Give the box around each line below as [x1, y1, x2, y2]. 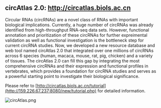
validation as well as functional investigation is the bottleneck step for [5, 37, 144, 43]
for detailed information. [97, 88, 146, 93]
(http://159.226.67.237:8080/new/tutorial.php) [5, 88, 97, 93]
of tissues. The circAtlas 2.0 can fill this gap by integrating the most [5, 58, 140, 63]
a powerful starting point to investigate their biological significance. [5, 73, 140, 79]
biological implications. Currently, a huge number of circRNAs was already [5, 22, 154, 28]
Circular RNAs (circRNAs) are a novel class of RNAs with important [5, 16, 138, 22]
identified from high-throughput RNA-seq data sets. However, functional [5, 27, 149, 33]
